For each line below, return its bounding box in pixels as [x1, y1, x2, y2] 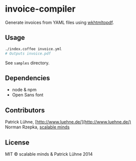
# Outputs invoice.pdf [5, 51, 51, 56]
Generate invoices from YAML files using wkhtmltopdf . [5, 19, 114, 25]
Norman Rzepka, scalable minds [5, 124, 70, 130]
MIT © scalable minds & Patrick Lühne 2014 [5, 151, 93, 157]
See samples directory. [5, 60, 50, 66]
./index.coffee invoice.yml [5, 46, 62, 52]
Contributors [5, 106, 45, 114]
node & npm [12, 87, 37, 93]
